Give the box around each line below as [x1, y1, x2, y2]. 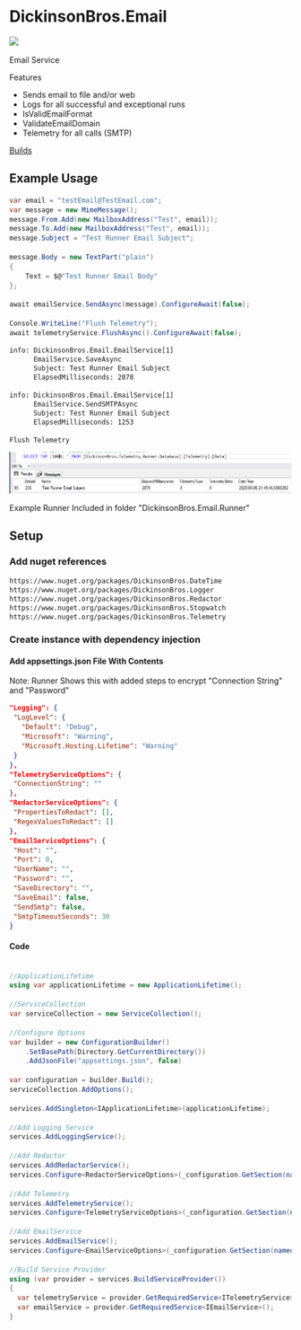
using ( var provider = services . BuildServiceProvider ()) [9, 1274, 227, 1283]
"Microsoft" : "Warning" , [21, 732, 115, 742]
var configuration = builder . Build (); [9, 1076, 154, 1085]
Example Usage [9, 171, 99, 186]
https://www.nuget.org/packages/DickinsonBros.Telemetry [9, 612, 227, 621]
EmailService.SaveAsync [32, 355, 123, 364]
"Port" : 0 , [13, 855, 54, 864]
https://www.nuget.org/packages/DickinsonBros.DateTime [9, 577, 222, 586]
